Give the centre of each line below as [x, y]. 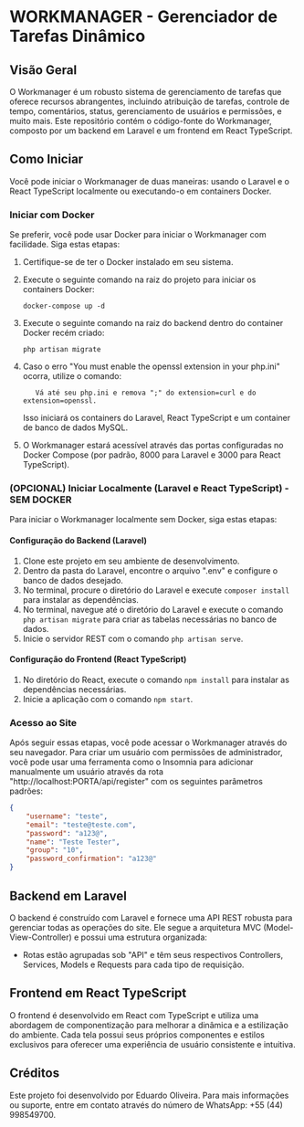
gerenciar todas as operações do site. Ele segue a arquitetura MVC [136, 927]
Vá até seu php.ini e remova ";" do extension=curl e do [146, 393]
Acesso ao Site [43, 722]
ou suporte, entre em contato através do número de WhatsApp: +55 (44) [146, 1105]
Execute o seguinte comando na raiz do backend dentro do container [153, 323]
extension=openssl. [60, 401]
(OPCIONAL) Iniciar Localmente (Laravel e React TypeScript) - [149, 489]
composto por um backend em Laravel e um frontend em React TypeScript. [151, 131]
